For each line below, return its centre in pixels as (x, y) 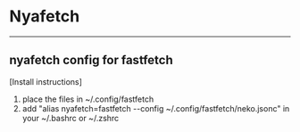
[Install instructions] (46, 81)
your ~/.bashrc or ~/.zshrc (71, 118)
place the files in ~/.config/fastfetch (88, 99)
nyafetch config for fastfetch (91, 60)
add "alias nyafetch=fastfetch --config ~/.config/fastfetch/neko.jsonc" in (156, 108)
